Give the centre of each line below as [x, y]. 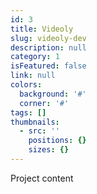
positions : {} [57, 141]
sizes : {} [49, 150]
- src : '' [39, 131]
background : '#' [53, 94]
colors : [26, 85]
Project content [42, 178]
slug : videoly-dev [48, 38]
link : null [33, 76]
